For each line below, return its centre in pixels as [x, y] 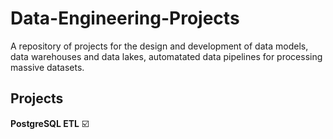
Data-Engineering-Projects [125, 18]
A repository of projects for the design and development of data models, [159, 46]
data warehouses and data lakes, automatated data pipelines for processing [166, 56]
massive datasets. [47, 67]
